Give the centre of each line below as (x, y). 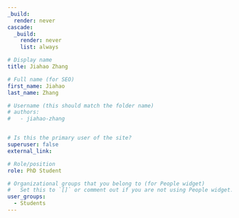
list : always (39, 47)
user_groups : (27, 197)
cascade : (20, 27)
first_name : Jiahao (36, 86)
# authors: (23, 112)
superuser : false (33, 145)
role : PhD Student (34, 171)
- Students (30, 204)
